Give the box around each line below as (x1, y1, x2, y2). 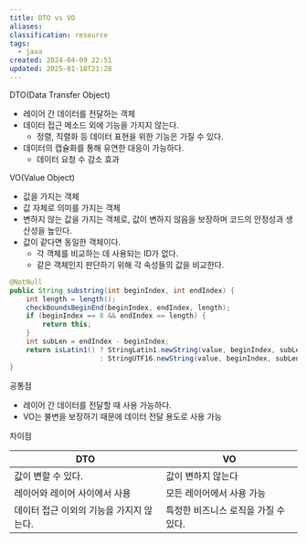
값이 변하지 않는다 (165, 469, 239, 482)
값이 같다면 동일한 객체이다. (22, 236, 122, 247)
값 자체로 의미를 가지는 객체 (22, 202, 122, 213)
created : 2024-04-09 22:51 (9, 56, 112, 65)
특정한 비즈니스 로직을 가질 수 (165, 504, 286, 517)
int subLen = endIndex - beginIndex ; (26, 337, 170, 346)
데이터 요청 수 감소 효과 (36, 153, 121, 164)
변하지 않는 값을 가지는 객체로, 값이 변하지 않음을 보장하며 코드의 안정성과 (22, 214, 284, 225)
